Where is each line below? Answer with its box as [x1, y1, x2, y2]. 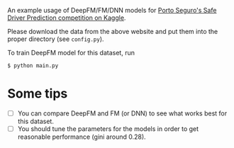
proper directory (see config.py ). [7, 35, 104, 43]
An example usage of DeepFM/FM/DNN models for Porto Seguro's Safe [7, 6, 217, 14]
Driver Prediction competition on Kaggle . [7, 13, 126, 22]
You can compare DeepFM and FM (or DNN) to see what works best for [17, 109, 228, 118]
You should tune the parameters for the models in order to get [17, 125, 199, 133]
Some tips [7, 86, 68, 102]
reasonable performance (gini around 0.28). [17, 132, 147, 141]
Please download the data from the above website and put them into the [7, 28, 218, 35]
